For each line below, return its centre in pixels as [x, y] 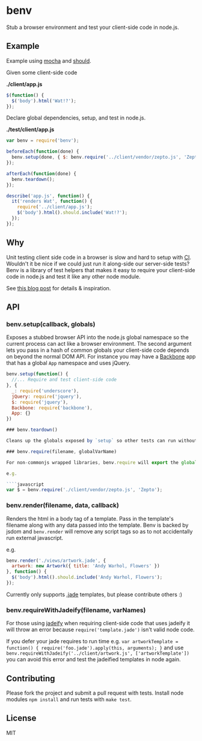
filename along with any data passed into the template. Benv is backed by [97, 525]
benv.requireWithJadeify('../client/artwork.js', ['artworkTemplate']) [98, 654]
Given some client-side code [42, 72]
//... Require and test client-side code [64, 380]
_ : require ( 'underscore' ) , [45, 391]
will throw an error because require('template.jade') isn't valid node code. [100, 630]
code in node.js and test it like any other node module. [73, 276]
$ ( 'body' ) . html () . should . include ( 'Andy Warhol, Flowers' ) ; [87, 577]
